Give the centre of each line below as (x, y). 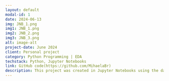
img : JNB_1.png (21, 24)
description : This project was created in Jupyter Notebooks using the (82, 71)
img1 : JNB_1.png (22, 29)
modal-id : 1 (18, 15)
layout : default (22, 10)
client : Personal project (32, 52)
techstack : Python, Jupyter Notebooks (46, 61)
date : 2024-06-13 (23, 19)
